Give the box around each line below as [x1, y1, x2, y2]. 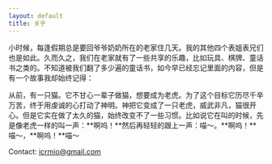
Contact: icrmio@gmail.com [8, 146, 101, 156]
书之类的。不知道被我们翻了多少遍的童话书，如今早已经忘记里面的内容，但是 [8, 62, 264, 73]
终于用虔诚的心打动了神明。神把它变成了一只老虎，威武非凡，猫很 [29, 100, 249, 110]
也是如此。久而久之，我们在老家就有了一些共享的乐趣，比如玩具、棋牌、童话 [8, 53, 264, 62]
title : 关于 [8, 19, 46, 27]
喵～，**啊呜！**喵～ [8, 130, 80, 140]
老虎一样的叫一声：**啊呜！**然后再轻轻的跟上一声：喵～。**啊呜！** [22, 120, 257, 130]
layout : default [8, 11, 63, 20]
